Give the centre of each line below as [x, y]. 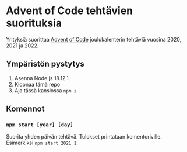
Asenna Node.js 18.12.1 [41, 78]
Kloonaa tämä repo [37, 84]
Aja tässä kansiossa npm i [45, 90]
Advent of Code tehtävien [70, 11]
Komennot [25, 109]
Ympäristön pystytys [45, 64]
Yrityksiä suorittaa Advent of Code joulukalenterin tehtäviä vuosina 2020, [94, 39]
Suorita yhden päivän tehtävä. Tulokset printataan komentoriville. [84, 137]
